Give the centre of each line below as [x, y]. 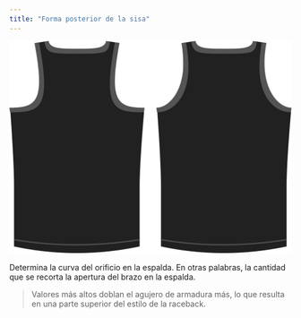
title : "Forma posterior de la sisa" [80, 19]
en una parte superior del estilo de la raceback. [118, 304]
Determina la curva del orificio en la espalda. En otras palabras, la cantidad [148, 267]
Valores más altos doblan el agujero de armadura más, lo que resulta [158, 294]
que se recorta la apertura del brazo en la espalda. [103, 277]
